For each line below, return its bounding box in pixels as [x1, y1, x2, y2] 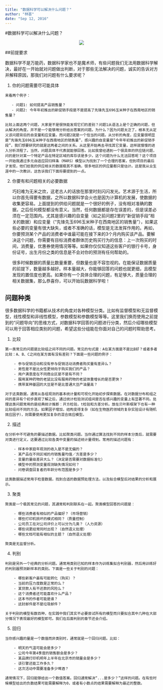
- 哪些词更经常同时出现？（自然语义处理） [14, 527, 87, 532]
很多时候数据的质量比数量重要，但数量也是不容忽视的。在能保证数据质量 [12, 260, 157, 266]
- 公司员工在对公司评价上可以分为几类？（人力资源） [14, 522, 105, 527]
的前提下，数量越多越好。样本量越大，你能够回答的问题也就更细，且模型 [12, 266, 157, 272]
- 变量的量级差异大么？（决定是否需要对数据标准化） [14, 457, 105, 462]
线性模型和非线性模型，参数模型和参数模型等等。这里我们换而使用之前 [13, 314, 154, 320]
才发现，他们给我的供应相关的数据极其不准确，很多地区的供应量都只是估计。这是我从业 [5, 164, 153, 169]
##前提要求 [5, 50, 28, 56]
